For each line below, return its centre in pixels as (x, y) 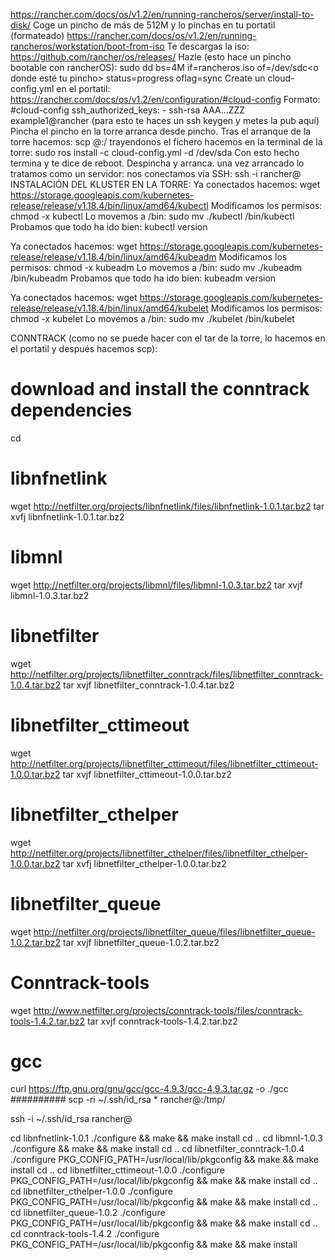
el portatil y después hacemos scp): (84, 348)
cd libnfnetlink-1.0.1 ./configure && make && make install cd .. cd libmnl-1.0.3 (166, 1138)
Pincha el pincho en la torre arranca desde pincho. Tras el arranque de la (161, 131)
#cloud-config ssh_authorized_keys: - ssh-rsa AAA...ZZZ (128, 110)
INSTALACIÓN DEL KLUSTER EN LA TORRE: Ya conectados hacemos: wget (165, 184)
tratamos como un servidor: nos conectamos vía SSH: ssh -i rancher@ (156, 173)
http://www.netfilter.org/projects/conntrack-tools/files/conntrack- (168, 1010)
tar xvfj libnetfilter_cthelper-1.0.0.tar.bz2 (144, 863)
